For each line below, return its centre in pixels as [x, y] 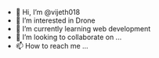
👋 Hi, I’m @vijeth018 [48, 12]
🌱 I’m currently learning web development [83, 29]
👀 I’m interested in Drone [55, 20]
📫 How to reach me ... [52, 46]
